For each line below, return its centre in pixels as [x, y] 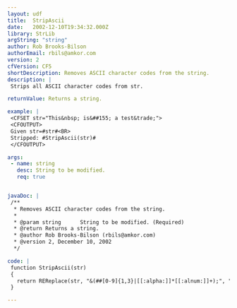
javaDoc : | [23, 196]
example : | [23, 112]
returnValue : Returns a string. [55, 99]
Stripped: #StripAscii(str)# [53, 138]
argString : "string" [38, 40]
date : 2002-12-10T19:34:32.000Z [58, 27]
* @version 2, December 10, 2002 [63, 242]
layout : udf [25, 14]
